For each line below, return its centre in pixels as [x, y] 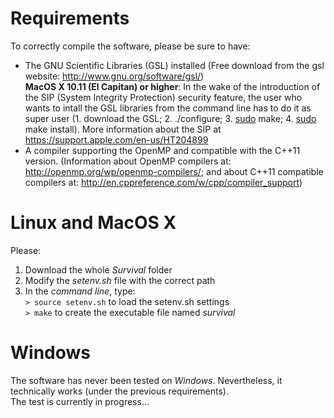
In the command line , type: [80, 291]
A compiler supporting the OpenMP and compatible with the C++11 [162, 150]
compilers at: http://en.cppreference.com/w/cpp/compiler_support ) [163, 182]
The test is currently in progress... [80, 401]
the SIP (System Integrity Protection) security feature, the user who [163, 97]
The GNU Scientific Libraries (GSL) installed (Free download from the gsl [174, 65]
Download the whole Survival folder [98, 269]
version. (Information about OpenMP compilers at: [128, 161]
